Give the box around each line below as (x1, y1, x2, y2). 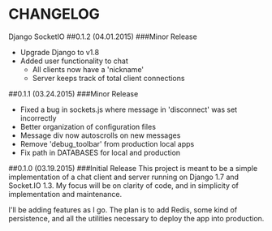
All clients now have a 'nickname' (32, 64, 145, 74)
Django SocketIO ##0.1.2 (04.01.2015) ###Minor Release (8, 32, 197, 41)
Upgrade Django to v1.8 (19, 47, 100, 57)
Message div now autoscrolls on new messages (19, 130, 181, 140)
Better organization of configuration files (19, 122, 157, 131)
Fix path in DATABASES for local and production (19, 148, 181, 157)
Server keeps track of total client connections (32, 73, 185, 83)
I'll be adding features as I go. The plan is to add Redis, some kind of (8, 204, 238, 215)
